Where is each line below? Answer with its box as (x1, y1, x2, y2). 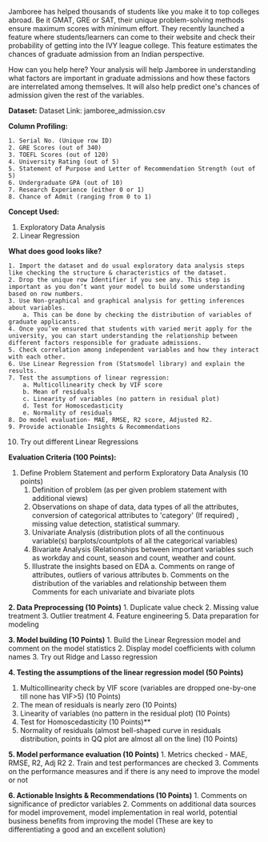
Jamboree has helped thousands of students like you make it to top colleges (8, 7, 260, 16)
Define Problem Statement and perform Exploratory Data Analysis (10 (19, 468, 249, 477)
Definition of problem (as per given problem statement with (31, 485, 227, 495)
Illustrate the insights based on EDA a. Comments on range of (31, 562, 235, 571)
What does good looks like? (8, 247, 102, 255)
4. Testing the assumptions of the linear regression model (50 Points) (8, 668, 244, 677)
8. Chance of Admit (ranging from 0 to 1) (8, 193, 152, 201)
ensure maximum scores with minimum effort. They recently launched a (8, 24, 246, 33)
